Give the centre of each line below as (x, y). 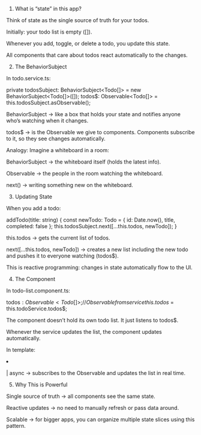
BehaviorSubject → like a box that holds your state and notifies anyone (94, 114)
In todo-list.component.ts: (38, 291)
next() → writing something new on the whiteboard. (70, 185)
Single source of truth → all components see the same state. (81, 396)
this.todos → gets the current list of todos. (58, 238)
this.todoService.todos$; (37, 309)
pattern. (16, 426)
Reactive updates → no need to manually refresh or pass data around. (93, 408)
